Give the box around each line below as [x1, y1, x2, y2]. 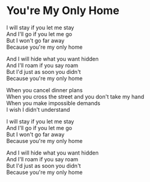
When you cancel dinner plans [6, 86, 83, 93]
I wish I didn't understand [6, 106, 70, 113]
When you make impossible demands [6, 99, 101, 107]
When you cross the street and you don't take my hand [6, 93, 145, 100]
